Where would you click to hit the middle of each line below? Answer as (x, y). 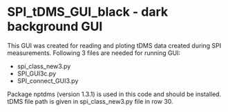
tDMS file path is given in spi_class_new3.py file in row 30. (91, 101)
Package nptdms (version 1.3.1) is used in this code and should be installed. (114, 94)
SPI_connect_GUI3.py (48, 80)
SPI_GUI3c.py (37, 74)
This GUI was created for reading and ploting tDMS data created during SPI (114, 45)
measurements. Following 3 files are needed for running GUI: (94, 53)
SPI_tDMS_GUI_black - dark (88, 12)
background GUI (55, 26)
